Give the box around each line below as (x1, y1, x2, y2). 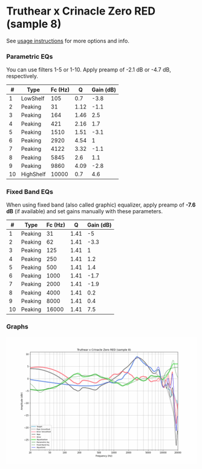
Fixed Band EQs (6, 187, 53, 196)
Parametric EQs (6, 52, 53, 61)
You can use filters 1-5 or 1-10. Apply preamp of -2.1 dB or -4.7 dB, (6, 66, 171, 73)
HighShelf (21, 171, 46, 178)
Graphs (6, 322, 28, 331)
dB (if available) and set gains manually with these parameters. (6, 208, 163, 215)
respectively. (6, 73, 38, 80)
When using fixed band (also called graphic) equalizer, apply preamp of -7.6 (6, 201, 196, 208)
